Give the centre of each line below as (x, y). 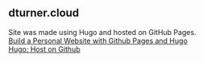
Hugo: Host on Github (44, 49)
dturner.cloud (44, 13)
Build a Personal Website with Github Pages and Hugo (98, 41)
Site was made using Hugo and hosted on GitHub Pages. (102, 32)
